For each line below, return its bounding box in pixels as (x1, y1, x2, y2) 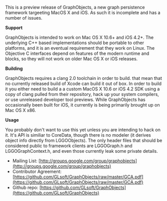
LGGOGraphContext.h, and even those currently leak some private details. (5, 148, 158, 154)
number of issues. (5, 15, 42, 21)
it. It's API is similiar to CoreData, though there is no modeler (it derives (5, 132, 151, 138)
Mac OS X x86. (5, 108, 36, 113)
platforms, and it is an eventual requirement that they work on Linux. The (5, 45, 155, 51)
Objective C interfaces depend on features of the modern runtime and (5, 50, 149, 56)
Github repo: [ (12, 184, 41, 190)
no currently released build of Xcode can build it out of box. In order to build (5, 80, 161, 86)
